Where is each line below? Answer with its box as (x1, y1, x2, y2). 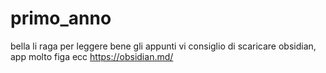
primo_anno (10, 7, 112, 30)
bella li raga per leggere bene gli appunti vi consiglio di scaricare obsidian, (10, 40, 317, 52)
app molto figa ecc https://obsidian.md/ (10, 50, 174, 62)
